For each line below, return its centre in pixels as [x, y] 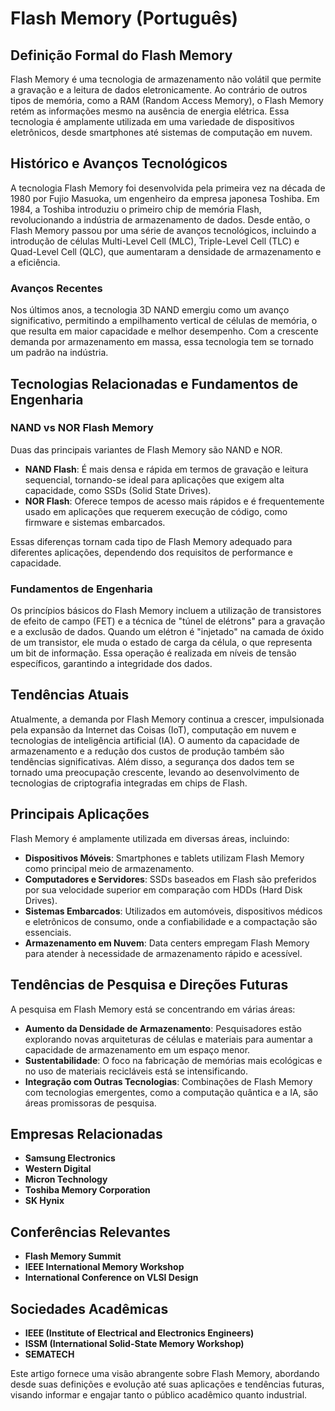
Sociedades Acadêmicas [89, 1308]
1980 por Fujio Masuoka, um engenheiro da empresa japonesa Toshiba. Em [165, 198]
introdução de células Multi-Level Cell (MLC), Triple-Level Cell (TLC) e [155, 241]
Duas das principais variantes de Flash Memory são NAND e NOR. [146, 449]
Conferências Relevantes [90, 1232]
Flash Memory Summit [73, 1256]
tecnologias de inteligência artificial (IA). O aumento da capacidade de [155, 740]
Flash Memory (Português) [124, 18]
